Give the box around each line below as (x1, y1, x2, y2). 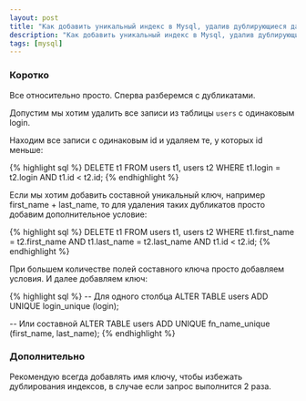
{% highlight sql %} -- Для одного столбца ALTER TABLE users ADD (9, 291, 269, 302)
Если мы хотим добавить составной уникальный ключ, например (9, 189, 266, 200)
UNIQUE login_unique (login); (9, 300, 119, 311)
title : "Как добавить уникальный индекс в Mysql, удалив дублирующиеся (9, 22, 287, 31)
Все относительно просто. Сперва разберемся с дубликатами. (9, 89, 256, 100)
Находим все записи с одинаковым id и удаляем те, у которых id (9, 134, 263, 146)
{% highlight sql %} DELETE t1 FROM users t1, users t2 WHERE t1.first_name (9, 226, 294, 237)
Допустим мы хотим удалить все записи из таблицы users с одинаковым (9, 107, 295, 118)
